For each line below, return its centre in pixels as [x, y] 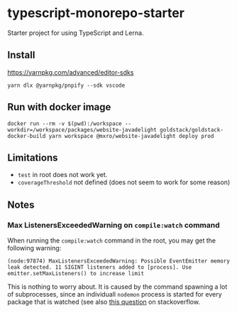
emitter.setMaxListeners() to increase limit [76, 274]
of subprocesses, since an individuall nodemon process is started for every [115, 295]
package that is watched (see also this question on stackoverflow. [104, 302]
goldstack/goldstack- [191, 129]
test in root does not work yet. [62, 175]
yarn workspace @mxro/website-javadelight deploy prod [131, 136]
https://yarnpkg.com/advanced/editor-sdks [71, 72]
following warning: [34, 248]
